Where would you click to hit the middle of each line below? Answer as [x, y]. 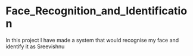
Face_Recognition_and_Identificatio [96, 11]
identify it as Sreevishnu [35, 46]
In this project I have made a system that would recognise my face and [92, 40]
